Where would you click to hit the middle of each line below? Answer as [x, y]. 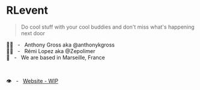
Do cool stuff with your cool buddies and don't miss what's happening [108, 27]
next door [33, 33]
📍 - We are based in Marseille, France [56, 57]
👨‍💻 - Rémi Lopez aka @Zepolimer [51, 51]
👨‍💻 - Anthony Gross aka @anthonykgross [61, 45]
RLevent [27, 10]
